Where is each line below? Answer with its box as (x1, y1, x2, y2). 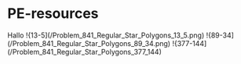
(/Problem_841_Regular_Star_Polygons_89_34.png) (7, 38, 170, 48)
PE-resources (7, 5, 99, 23)
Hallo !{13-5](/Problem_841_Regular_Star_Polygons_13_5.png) (7, 30, 205, 40)
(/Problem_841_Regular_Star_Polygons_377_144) (7, 47, 162, 56)
